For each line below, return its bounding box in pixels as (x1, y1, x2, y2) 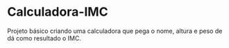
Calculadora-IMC (7, 4, 109, 20)
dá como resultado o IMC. (7, 34, 82, 42)
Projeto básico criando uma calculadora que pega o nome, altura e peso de (7, 27, 223, 35)
